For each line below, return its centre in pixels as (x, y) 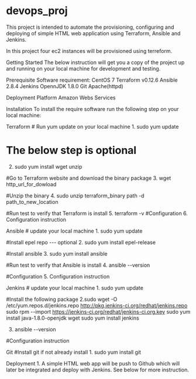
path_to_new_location (32, 202)
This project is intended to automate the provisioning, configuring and (90, 27)
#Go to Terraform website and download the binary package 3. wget (89, 178)
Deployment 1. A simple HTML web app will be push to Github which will (93, 363)
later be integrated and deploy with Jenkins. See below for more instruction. (97, 370)
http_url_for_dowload (31, 184)
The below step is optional (71, 150)
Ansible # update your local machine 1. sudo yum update (74, 231)
